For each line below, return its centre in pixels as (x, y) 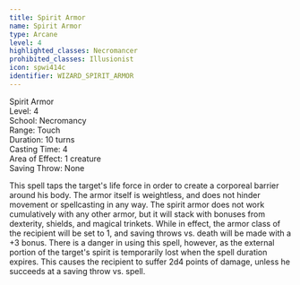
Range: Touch (35, 130)
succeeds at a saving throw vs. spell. (77, 271)
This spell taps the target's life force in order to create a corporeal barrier (144, 186)
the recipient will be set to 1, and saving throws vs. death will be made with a (150, 233)
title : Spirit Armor (48, 17)
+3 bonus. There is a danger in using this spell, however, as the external (142, 242)
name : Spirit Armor (46, 26)
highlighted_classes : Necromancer (74, 51)
